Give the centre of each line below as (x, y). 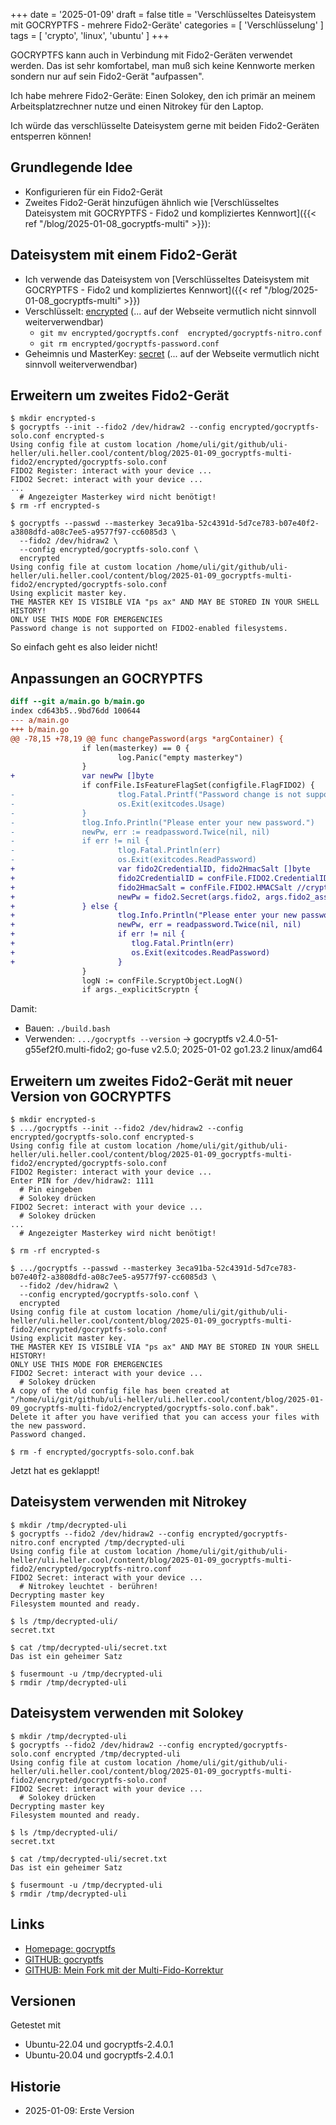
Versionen (43, 2000)
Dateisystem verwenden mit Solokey (127, 1713)
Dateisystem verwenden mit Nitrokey (129, 1502)
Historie (36, 2086)
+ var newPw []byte (82, 776)
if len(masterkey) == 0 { (135, 748)
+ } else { (64, 906)
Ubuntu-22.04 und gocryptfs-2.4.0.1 (99, 2045)
